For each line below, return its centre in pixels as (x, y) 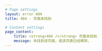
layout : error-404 (24, 14)
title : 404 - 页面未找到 (28, 18)
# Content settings (25, 27)
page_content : (19, 32)
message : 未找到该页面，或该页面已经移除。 (52, 41)
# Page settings (21, 9)
